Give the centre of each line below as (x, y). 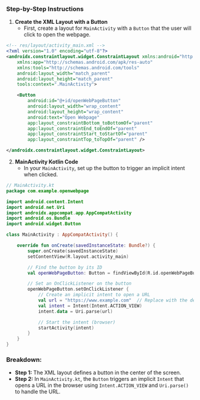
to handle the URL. (37, 392)
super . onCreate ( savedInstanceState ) (73, 251)
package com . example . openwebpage (48, 191)
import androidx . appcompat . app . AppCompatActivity (69, 213)
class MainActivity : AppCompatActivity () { (62, 235)
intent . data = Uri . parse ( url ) (75, 311)
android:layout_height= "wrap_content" (76, 112)
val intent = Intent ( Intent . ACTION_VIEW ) (90, 306)
